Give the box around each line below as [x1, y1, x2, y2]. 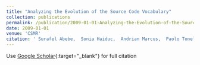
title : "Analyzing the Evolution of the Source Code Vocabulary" [6, 8, 171, 15]
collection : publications [6, 14, 70, 20]
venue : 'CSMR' [6, 31, 42, 37]
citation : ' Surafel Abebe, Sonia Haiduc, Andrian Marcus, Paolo [6, 36, 180, 42]
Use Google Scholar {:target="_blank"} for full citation [6, 53, 137, 59]
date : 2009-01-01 [6, 25, 49, 31]
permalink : [6, 19, 33, 25]
